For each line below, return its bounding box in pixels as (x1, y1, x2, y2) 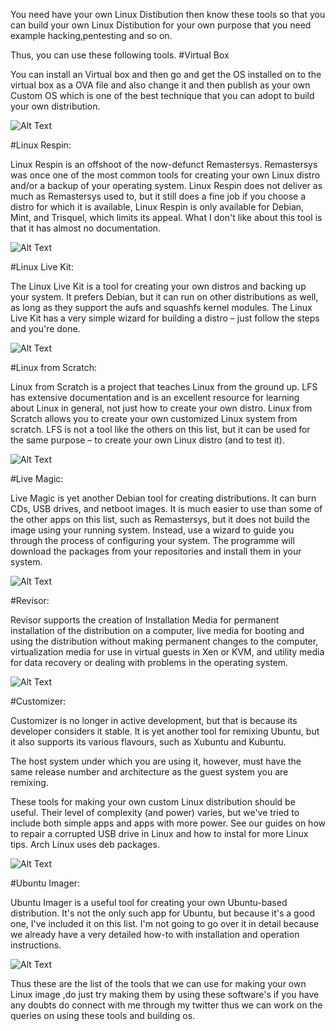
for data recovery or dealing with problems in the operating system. (10, 657, 289, 668)
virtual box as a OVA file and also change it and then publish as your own (10, 79, 311, 91)
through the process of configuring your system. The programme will (10, 535, 295, 546)
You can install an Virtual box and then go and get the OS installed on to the (10, 69, 322, 80)
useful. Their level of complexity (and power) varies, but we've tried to (10, 807, 300, 818)
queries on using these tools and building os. (10, 1010, 196, 1021)
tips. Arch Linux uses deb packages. (10, 839, 160, 850)
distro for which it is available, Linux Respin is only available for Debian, (10, 201, 305, 213)
